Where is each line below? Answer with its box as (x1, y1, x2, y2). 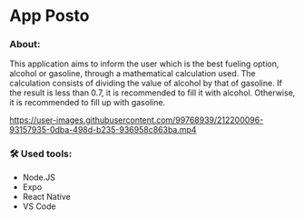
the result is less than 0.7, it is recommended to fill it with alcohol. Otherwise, (9, 87, 296, 98)
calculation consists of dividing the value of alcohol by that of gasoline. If (9, 78, 283, 89)
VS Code (22, 201, 56, 212)
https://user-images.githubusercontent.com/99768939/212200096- (9, 114, 264, 125)
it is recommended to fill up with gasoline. (9, 97, 166, 108)
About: (9, 38, 41, 51)
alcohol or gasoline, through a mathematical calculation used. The (9, 68, 256, 79)
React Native (22, 191, 71, 202)
